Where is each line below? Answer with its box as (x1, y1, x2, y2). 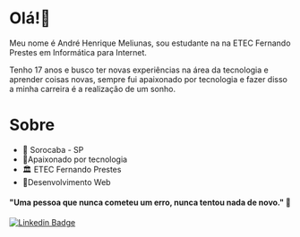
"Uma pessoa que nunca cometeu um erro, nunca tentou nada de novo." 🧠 (9, 197, 291, 208)
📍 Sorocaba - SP (21, 144, 84, 155)
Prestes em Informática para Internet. (9, 47, 148, 57)
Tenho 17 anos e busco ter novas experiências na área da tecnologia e (9, 64, 269, 75)
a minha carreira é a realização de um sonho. (9, 83, 176, 94)
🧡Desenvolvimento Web (21, 176, 111, 187)
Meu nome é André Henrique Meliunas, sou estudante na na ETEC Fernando (9, 38, 291, 48)
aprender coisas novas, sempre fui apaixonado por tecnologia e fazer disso (9, 73, 288, 84)
